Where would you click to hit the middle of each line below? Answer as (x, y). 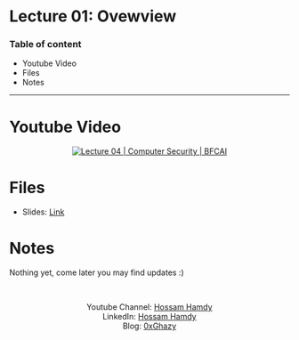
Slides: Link (43, 212)
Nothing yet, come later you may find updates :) (97, 272)
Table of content (45, 45)
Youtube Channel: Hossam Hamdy (149, 307)
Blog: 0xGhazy (149, 326)
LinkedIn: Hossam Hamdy (149, 317)
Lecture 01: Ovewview (93, 16)
